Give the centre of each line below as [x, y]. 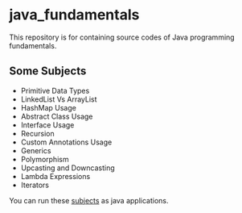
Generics [36, 150]
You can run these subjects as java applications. [89, 200]
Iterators [35, 185]
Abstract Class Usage [57, 116]
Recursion [37, 133]
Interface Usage [47, 125]
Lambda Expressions [55, 176]
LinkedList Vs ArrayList [59, 99]
